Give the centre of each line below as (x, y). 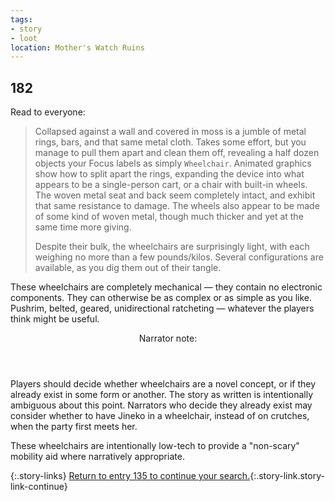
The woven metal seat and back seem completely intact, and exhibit (175, 195)
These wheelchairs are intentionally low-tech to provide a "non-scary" (155, 446)
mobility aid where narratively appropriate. (97, 457)
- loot (24, 38)
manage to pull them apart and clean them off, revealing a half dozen (177, 153)
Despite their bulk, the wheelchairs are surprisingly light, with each (172, 247)
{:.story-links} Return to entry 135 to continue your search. (130, 476)
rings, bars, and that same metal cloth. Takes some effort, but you (170, 142)
